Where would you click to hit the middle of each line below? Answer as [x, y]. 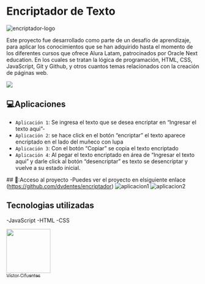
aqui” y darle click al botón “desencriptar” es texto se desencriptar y [101, 161]
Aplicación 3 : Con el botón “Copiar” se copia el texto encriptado [97, 148]
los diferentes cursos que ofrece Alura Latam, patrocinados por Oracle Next [102, 53]
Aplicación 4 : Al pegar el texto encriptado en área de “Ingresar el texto [105, 155]
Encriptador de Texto [61, 11]
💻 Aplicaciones [36, 105]
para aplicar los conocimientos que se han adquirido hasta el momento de [100, 47]
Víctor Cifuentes [24, 275]
